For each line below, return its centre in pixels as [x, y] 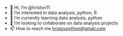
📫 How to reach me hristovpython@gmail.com [58, 28]
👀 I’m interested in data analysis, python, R [53, 13]
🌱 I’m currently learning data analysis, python [56, 18]
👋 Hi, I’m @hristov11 [30, 8]
